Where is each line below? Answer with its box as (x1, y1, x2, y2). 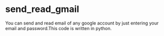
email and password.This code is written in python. (5, 25, 112, 31)
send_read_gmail (5, 3, 80, 15)
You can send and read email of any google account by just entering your (5, 20, 159, 26)
